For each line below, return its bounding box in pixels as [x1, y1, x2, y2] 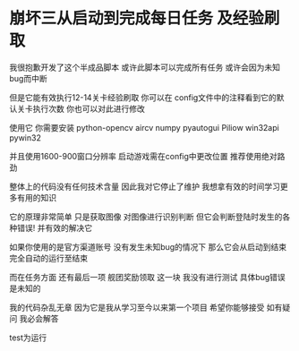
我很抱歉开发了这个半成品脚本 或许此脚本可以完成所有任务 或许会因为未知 [9, 62, 280, 73]
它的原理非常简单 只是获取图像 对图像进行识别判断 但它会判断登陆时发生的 [9, 211, 283, 222]
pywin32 [9, 132, 42, 143]
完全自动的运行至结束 [9, 253, 88, 263]
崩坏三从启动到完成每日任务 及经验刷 [9, 8, 280, 29]
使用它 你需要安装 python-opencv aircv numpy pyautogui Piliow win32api [9, 122, 279, 133]
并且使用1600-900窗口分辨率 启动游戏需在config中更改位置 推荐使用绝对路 [9, 150, 286, 161]
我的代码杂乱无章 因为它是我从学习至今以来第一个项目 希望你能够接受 [9, 302, 265, 312]
